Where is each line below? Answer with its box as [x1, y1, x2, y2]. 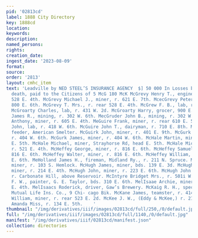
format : [6, 63, 25, 70]
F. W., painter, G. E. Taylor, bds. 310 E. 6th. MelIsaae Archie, [11, 179, 178, 185]
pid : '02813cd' [6, 8, 44, 15]
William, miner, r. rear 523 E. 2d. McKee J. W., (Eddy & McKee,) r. [11, 195, 186, 201]
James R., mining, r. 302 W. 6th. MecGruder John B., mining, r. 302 [11, 113, 186, 119]
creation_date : [6, 53, 44, 58]
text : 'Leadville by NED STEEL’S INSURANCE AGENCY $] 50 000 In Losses [6, 86, 189, 92]
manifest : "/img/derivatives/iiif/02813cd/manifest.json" [6, 217, 151, 223]
